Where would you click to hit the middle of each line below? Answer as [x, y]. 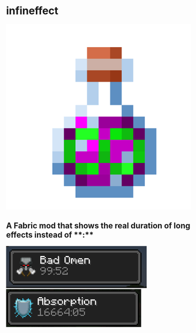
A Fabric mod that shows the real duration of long [98, 226]
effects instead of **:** [50, 235]
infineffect [32, 11]
